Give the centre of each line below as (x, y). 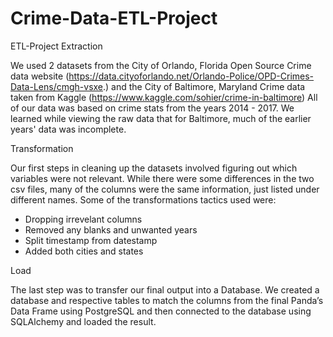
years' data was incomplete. (68, 129)
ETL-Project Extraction (56, 46)
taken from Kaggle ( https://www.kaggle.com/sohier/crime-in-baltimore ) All (164, 97)
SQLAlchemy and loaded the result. (83, 321)
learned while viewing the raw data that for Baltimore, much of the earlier (161, 118)
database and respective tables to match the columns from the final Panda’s (167, 300)
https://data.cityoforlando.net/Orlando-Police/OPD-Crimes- (191, 76)
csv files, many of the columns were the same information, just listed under (165, 189)
